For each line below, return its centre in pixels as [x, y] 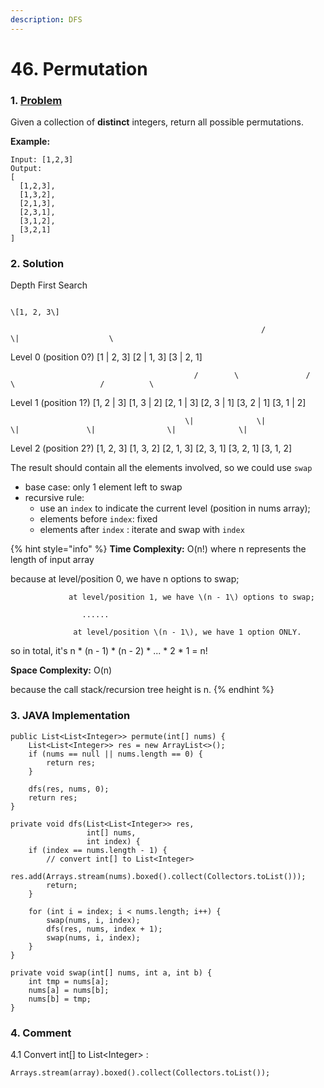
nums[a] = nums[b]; [69, 990]
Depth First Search [49, 285]
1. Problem [36, 100]
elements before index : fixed [98, 519]
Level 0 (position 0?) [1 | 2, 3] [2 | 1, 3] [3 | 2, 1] [106, 357]
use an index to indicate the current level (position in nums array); [175, 508]
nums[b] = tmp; [60, 999]
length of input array [52, 560]
